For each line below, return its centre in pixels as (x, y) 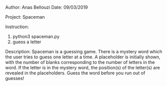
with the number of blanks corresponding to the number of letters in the (80, 62)
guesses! (15, 78)
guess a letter (27, 42)
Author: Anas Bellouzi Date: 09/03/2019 (47, 7)
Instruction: (17, 27)
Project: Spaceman (25, 17)
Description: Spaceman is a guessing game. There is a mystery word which (84, 52)
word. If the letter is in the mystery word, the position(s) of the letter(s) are (83, 68)
